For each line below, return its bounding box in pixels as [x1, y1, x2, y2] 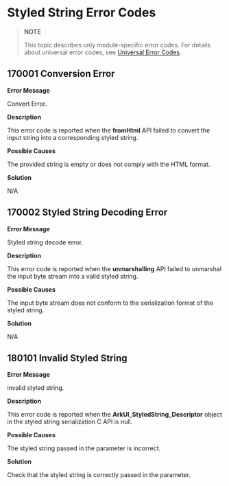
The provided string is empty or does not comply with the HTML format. [7, 160, 210, 168]
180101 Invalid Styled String [7, 352, 128, 364]
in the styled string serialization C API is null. [7, 417, 133, 426]
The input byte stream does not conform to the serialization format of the [7, 299, 214, 307]
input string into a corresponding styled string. [7, 133, 138, 141]
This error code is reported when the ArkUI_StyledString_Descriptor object [7, 410, 223, 419]
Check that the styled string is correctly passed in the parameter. [7, 471, 191, 479]
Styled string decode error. [7, 238, 84, 246]
